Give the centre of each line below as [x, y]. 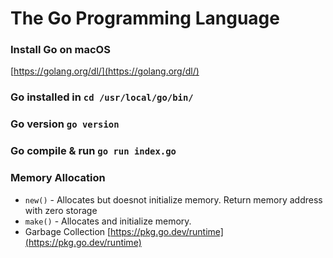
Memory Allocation [58, 178]
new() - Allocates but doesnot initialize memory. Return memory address [173, 199]
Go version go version [65, 124]
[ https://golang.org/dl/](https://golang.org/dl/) [105, 71]
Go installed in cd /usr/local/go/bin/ [102, 97]
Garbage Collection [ [68, 231]
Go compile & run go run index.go [93, 151]
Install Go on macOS [60, 50]
